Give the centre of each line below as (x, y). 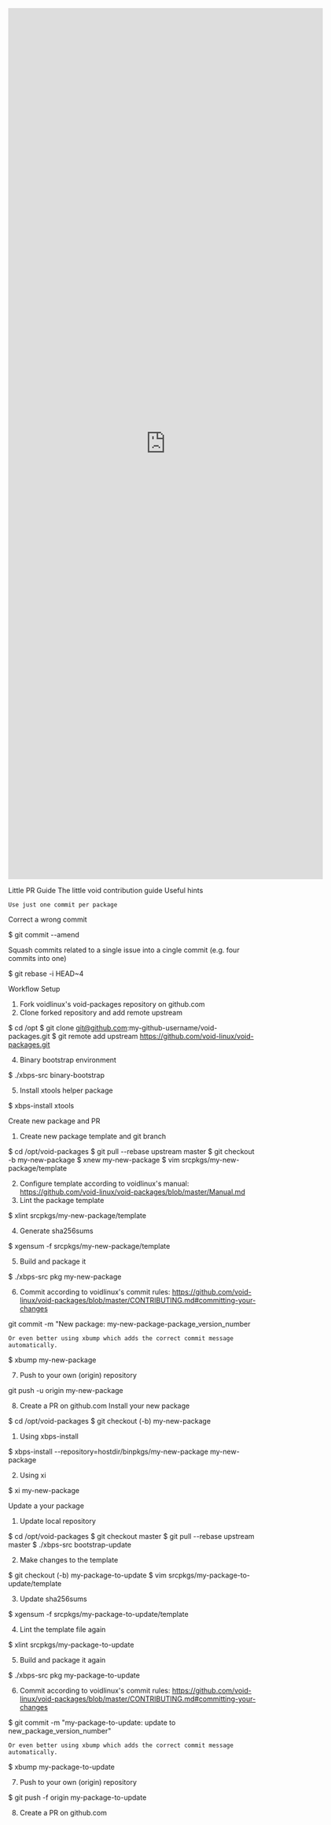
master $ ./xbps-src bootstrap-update (70, 1545)
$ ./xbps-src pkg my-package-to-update (74, 1675)
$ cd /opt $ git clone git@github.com (68, 1028)
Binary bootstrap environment (68, 1060)
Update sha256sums (53, 1599)
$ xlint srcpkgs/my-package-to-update (71, 1644)
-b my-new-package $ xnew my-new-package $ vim (94, 1160)
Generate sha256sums (56, 1231)
